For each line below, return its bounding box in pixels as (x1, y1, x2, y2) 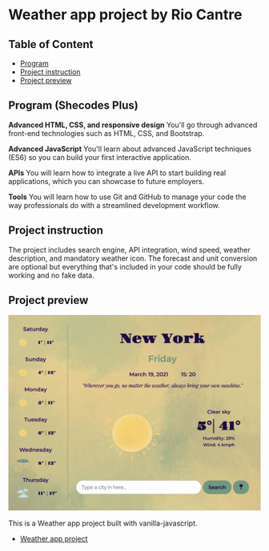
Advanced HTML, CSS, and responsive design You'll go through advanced (8, 120, 258, 130)
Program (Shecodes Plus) (8, 98, 139, 113)
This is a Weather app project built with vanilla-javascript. (8, 518, 198, 528)
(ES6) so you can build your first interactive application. (8, 152, 192, 162)
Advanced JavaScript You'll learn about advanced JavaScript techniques (8, 144, 252, 154)
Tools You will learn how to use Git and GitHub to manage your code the (8, 192, 247, 202)
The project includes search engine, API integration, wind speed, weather (8, 245, 251, 254)
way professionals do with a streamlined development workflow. (8, 200, 220, 210)
